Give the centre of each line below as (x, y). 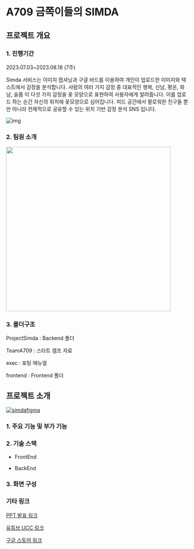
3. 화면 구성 (21, 484)
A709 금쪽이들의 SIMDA (63, 12)
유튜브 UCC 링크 (25, 527)
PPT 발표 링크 (22, 515)
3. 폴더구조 (21, 324)
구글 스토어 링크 (24, 540)
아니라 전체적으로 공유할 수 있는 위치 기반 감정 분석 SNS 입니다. (84, 109)
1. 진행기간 (20, 53)
